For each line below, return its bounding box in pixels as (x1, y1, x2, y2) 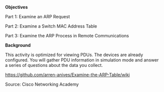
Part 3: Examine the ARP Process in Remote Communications (5, 33, 130, 38)
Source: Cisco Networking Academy (5, 81, 79, 87)
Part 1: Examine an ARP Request (5, 14, 70, 19)
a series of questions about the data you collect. (5, 62, 103, 68)
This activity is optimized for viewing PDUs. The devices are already (5, 52, 143, 58)
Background (5, 42, 31, 48)
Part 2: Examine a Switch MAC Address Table (5, 23, 98, 29)
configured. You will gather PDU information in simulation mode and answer (5, 57, 159, 63)
